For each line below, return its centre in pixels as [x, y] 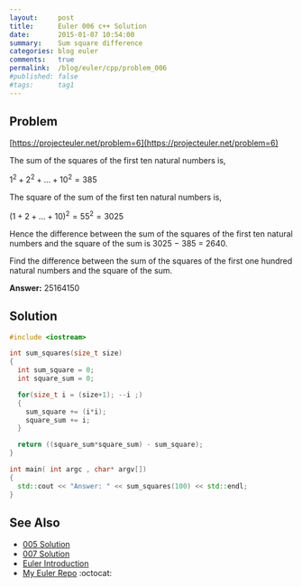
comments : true [42, 60]
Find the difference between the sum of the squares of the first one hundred [151, 261]
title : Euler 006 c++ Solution [78, 26]
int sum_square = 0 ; [56, 370]
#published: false [44, 77]
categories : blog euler [54, 51]
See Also [35, 522]
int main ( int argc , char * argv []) [78, 470]
